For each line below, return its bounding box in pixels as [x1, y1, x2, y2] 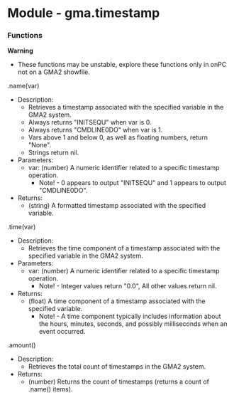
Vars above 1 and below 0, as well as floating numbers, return [28, 133, 208, 142]
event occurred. [38, 327, 86, 336]
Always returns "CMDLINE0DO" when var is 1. [28, 126, 163, 135]
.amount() [7, 341, 36, 349]
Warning [7, 46, 33, 55]
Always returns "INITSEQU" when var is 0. [28, 118, 152, 127]
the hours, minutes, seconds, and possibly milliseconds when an [38, 320, 228, 328]
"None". [28, 141, 52, 149]
